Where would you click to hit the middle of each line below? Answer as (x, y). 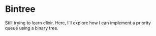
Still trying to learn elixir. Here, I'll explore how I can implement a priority (78, 23)
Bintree (20, 9)
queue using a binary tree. (32, 28)
